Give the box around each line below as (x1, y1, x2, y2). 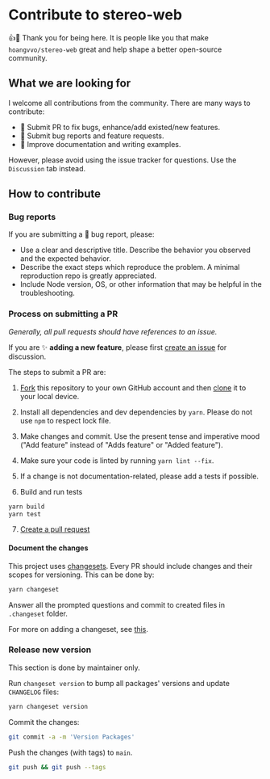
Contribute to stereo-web (8, 6, 183, 24)
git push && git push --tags (8, 763, 106, 771)
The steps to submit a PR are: (8, 367, 106, 377)
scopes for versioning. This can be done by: (8, 570, 155, 579)
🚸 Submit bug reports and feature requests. (19, 131, 164, 141)
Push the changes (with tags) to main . (8, 747, 133, 757)
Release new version (8, 644, 92, 655)
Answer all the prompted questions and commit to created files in (8, 600, 226, 609)
